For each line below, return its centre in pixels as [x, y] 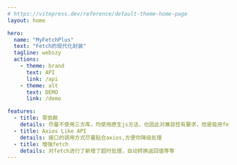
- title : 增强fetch [41, 144]
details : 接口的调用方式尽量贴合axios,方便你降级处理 [91, 137]
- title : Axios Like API [50, 131]
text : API [40, 72]
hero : [15, 33]
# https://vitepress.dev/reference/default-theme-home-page [98, 14]
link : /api [42, 79]
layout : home [26, 20]
